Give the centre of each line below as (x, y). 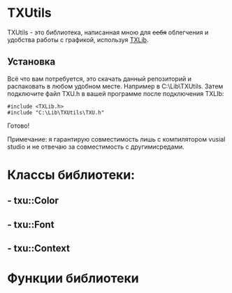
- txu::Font (31, 225)
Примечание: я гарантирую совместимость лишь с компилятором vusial (116, 139)
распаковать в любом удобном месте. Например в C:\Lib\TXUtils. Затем (115, 86)
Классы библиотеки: (71, 175)
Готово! (19, 125)
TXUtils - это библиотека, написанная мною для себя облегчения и (108, 32)
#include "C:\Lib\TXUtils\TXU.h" (56, 113)
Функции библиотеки (73, 279)
